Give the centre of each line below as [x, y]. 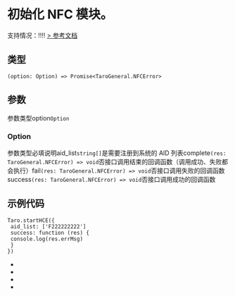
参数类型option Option [38, 118]
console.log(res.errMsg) [46, 239]
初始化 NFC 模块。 [60, 14]
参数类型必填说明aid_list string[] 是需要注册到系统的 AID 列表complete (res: [117, 153]
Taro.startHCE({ [31, 220]
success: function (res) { [50, 233]
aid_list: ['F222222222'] [48, 226]
